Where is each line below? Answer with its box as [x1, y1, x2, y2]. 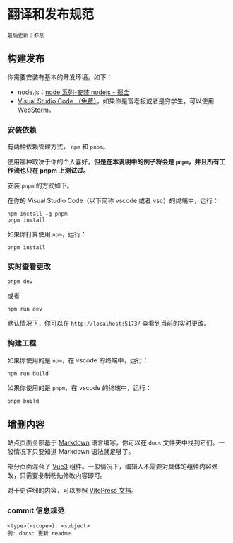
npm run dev [7, 306, 42, 313]
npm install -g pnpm [7, 210, 68, 218]
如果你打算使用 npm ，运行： [7, 230, 87, 239]
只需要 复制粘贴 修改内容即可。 [19, 471, 107, 480]
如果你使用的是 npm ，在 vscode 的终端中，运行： [7, 355, 149, 365]
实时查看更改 [7, 261, 52, 271]
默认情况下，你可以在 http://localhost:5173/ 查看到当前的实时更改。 [7, 319, 210, 328]
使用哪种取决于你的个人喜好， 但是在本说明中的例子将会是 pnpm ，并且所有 [7, 157, 220, 166]
